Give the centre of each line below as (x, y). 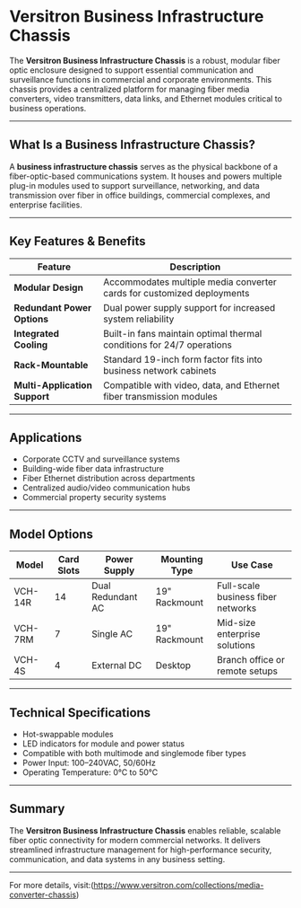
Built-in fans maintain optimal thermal (182, 333)
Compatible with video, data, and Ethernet (191, 385)
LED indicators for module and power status (103, 744)
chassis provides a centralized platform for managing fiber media (129, 89)
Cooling (31, 345)
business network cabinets (159, 370)
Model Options (52, 534)
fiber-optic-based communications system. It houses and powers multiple (146, 176)
